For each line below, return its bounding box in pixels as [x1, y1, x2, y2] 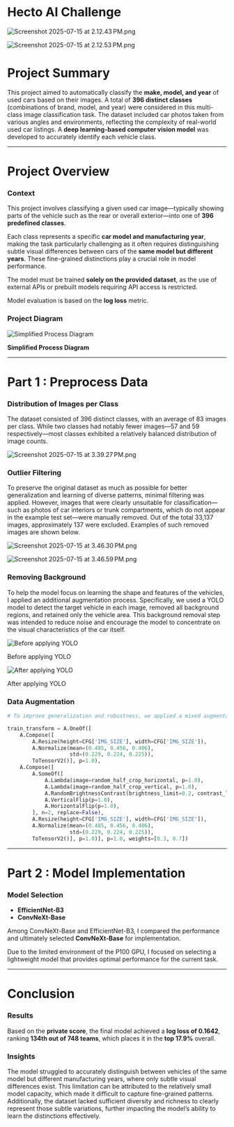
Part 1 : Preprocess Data [7, 374, 148, 390]
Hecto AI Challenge [7, 4, 122, 20]
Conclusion [7, 986, 75, 1002]
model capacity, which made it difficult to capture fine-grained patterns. [7, 1089, 214, 1098]
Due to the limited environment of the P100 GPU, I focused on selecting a [7, 948, 217, 956]
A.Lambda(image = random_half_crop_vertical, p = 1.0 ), [44, 783, 198, 791]
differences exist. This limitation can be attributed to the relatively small [7, 1082, 212, 1090]
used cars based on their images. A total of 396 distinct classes [7, 95, 193, 104]
